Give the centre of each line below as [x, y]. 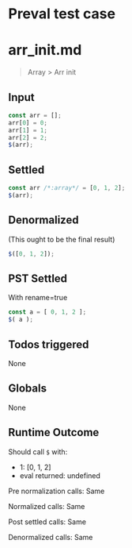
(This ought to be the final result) [62, 239]
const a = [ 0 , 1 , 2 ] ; [47, 312]
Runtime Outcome [54, 432]
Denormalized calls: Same [51, 537]
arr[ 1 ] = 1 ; [28, 130]
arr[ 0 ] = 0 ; [28, 123]
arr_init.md [45, 50]
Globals [28, 389]
